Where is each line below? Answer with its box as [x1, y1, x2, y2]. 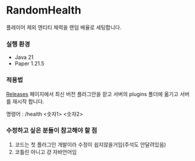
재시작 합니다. [12, 98, 44, 105]
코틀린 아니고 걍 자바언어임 [14, 148, 77, 155]
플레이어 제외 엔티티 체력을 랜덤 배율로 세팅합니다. [6, 24, 122, 31]
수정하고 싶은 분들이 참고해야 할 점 [6, 126, 98, 134]
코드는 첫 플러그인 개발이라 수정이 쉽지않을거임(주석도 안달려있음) [14, 141, 167, 148]
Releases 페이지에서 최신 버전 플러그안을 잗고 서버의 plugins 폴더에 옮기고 [6, 90, 179, 97]
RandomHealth [6, 4, 82, 17]
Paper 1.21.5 [14, 60, 44, 67]
